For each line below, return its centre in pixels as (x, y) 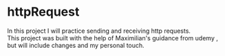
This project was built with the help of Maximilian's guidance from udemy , (112, 38)
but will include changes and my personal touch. (76, 45)
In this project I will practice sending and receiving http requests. (99, 31)
